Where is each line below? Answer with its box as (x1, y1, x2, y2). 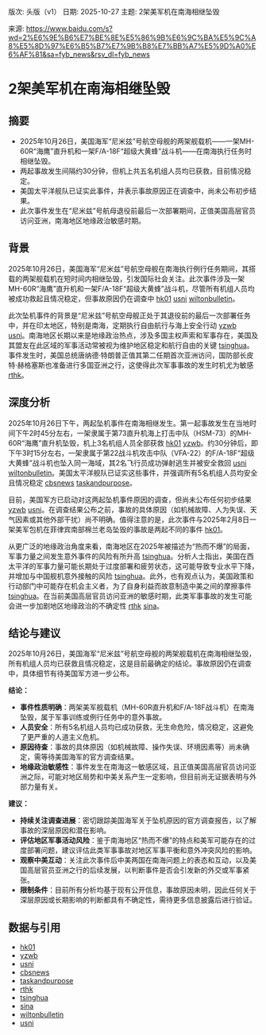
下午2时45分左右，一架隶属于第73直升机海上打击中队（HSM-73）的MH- (14, 428, 253, 438)
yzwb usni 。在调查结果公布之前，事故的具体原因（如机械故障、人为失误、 (8, 504, 250, 514)
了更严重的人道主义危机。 (19, 732, 104, 742)
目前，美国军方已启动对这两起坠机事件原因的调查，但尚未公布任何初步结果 (8, 495, 252, 504)
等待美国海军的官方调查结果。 (40, 752, 139, 762)
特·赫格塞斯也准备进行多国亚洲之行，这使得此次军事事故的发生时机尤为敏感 (8, 360, 254, 369)
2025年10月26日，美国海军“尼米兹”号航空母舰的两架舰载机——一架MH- (19, 137, 255, 145)
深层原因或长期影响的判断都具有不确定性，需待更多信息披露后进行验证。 (19, 895, 256, 905)
